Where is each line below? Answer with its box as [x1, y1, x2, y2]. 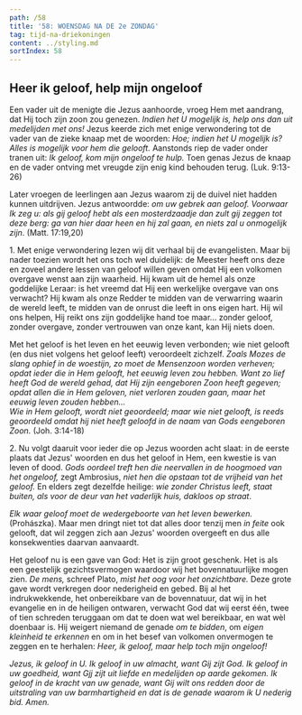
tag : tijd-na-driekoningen [9, 30, 111, 39]
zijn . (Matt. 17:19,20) [9, 227, 84, 237]
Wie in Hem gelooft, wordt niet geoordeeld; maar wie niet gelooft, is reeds [9, 405, 284, 416]
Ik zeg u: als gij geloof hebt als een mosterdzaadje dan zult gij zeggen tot [9, 208, 282, 218]
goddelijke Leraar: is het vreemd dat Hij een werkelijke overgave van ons [9, 283, 279, 293]
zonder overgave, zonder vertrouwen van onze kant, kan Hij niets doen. [9, 321, 275, 332]
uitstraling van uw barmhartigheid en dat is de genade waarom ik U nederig [9, 687, 292, 698]
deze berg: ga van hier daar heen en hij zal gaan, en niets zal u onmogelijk [9, 218, 288, 228]
